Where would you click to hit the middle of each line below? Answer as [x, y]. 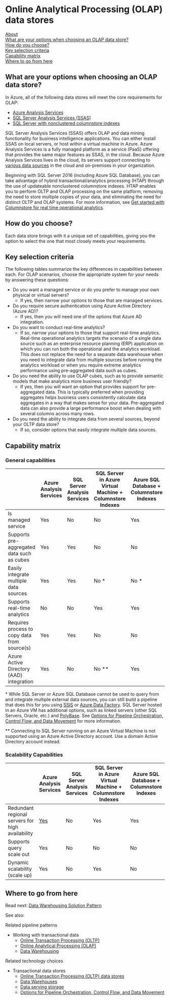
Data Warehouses [39, 982]
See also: [15, 915]
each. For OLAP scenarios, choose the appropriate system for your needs [82, 274]
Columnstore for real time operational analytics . [55, 207]
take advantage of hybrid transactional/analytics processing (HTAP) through [85, 181]
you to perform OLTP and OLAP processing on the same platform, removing [84, 191]
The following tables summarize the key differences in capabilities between [84, 269]
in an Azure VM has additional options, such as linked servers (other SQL [81, 710]
